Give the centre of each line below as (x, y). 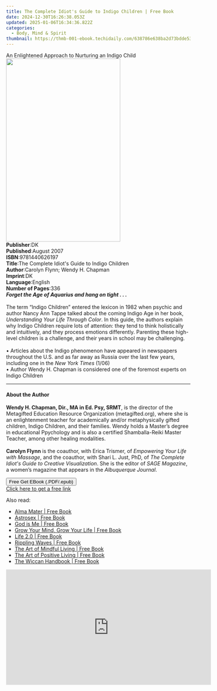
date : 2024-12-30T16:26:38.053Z (45, 17)
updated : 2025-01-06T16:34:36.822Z (49, 22)
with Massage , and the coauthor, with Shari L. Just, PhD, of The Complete (95, 457)
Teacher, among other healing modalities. (56, 439)
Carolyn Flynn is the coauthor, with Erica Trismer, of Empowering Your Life (97, 451)
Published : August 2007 (35, 251)
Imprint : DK (20, 276)
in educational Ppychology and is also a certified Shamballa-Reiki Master (94, 433)
